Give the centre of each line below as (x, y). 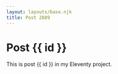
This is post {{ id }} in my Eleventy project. (59, 64)
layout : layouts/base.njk (39, 12)
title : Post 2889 (28, 18)
